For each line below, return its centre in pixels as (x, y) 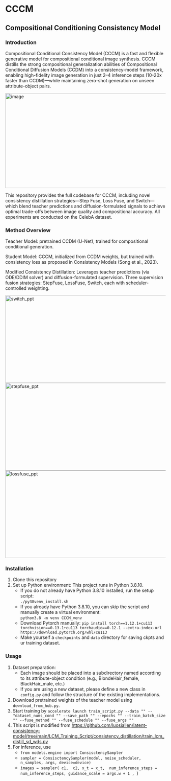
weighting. (39, 288)
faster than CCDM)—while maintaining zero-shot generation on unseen (80, 80)
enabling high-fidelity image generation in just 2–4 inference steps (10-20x (83, 75)
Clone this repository (35, 580)
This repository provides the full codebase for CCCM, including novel (78, 195)
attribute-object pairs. (28, 86)
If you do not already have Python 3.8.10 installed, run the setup (87, 590)
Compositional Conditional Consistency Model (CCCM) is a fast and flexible (84, 53)
